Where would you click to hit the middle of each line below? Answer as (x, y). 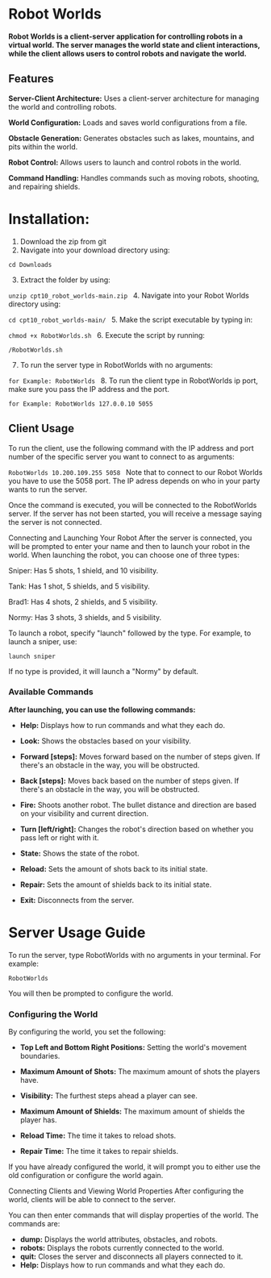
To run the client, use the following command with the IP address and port (131, 448)
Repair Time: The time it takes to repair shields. (99, 1151)
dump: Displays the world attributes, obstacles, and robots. (119, 1239)
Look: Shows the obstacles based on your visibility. (106, 741)
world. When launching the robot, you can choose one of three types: (124, 555)
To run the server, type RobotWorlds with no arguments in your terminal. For (135, 955)
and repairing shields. (44, 186)
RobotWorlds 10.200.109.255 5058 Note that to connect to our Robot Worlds (135, 472)
